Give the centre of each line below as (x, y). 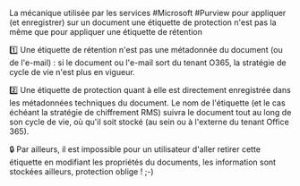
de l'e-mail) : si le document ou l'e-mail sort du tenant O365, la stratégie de (148, 63)
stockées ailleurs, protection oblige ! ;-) (81, 172)
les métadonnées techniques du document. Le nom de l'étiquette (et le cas (147, 103)
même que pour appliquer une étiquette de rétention (106, 32)
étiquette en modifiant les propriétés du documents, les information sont (142, 162)
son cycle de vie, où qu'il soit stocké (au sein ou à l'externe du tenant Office (149, 122)
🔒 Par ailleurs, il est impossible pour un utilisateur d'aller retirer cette (135, 149)
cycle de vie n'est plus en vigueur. (73, 72)
